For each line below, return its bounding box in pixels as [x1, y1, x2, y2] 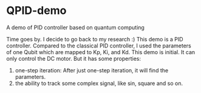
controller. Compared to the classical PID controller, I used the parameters [6, 42, 191, 49]
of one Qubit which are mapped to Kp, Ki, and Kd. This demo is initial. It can [6, 48, 196, 55]
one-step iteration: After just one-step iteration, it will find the [15, 66, 169, 74]
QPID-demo [6, 4, 67, 18]
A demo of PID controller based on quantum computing [6, 24, 145, 31]
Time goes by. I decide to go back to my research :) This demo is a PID [6, 35, 183, 43]
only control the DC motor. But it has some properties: [6, 55, 141, 62]
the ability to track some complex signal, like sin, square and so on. [15, 80, 183, 87]
